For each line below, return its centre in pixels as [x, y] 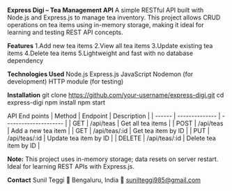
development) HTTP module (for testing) [65, 82]
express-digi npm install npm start [56, 102]
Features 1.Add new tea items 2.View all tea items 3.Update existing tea [110, 46]
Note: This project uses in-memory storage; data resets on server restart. [113, 159]
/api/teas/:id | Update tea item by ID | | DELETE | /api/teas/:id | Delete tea [111, 138]
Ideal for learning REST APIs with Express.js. [71, 166]
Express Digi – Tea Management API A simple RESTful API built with [106, 10]
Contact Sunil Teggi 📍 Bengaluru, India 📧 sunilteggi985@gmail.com [104, 180]
